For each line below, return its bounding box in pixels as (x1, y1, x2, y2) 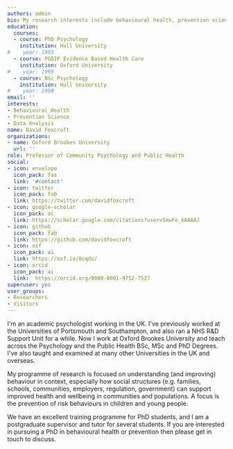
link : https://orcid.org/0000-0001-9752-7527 (13, 275, 150, 282)
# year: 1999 (7, 68, 54, 75)
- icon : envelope (7, 164, 58, 172)
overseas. (7, 357, 36, 364)
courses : (13, 29, 39, 37)
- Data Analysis (7, 119, 54, 127)
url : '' (13, 146, 36, 153)
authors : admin (7, 10, 51, 17)
